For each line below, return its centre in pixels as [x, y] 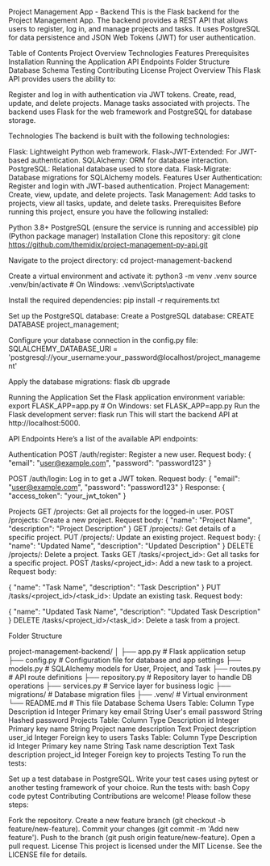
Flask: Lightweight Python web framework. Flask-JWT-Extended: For [123, 152]
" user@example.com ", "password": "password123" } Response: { [117, 487]
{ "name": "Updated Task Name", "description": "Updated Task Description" [135, 611]
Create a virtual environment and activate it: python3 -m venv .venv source [133, 276]
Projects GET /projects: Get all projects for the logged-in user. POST [121, 511]
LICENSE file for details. [48, 855]
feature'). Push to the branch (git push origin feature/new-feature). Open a [132, 837]
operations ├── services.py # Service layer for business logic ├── [120, 686]
